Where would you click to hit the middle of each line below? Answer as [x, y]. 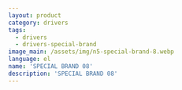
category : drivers [38, 23]
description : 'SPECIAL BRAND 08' [63, 74]
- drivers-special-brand [56, 45]
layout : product [35, 15]
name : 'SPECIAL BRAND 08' [50, 67]
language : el [30, 59]
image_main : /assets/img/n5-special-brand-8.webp [91, 52]
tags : [17, 30]
